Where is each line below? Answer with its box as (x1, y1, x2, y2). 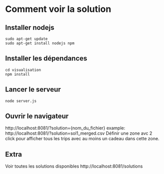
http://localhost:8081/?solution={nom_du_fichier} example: (5, 125, 126, 131)
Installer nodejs (5, 23, 55, 32)
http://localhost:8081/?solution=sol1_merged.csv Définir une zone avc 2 (5, 130, 153, 136)
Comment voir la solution (5, 3, 111, 15)
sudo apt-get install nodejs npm (5, 41, 75, 46)
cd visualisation (5, 67, 41, 73)
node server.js (5, 98, 37, 103)
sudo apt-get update (5, 36, 48, 41)
